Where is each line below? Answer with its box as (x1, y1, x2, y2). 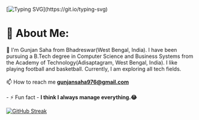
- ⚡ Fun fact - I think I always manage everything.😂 (6, 93, 137, 101)
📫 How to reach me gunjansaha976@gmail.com (6, 78, 129, 85)
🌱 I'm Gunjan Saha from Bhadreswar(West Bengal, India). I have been (6, 46, 177, 53)
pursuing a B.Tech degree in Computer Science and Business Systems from (6, 53, 194, 60)
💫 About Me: (6, 27, 70, 40)
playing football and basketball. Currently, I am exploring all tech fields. (6, 65, 182, 72)
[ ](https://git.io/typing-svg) (6, 6, 108, 13)
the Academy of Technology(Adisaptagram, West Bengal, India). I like (6, 59, 178, 66)
